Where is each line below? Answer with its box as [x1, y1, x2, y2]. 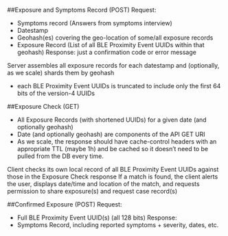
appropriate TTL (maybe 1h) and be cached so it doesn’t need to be [16, 145, 208, 153]
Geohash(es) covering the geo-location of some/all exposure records [16, 34, 214, 42]
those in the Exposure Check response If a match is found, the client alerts [7, 172, 218, 181]
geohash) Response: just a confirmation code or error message [16, 48, 197, 56]
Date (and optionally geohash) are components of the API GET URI [16, 130, 206, 138]
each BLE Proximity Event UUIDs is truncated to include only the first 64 [16, 82, 221, 90]
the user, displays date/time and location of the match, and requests [7, 180, 201, 187]
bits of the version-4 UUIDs [16, 89, 95, 97]
